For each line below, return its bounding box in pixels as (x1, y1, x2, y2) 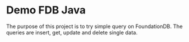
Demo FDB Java (6, 3, 86, 17)
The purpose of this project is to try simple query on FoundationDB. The (6, 23, 183, 30)
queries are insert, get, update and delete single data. (6, 29, 138, 36)
